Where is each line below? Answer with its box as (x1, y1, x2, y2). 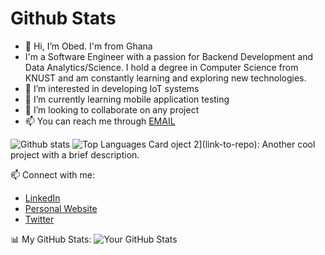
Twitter (24, 213, 55, 225)
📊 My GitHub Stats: (10, 233, 92, 245)
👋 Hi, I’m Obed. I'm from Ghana (24, 40, 153, 52)
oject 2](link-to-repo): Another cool (170, 138, 316, 150)
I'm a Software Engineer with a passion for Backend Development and (24, 50, 314, 62)
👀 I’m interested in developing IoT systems (24, 82, 200, 94)
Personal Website (24, 202, 98, 214)
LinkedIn (24, 192, 61, 204)
